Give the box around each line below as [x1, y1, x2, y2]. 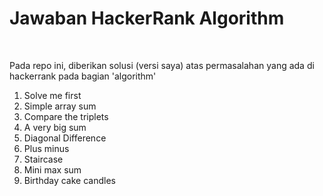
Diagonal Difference [23, 132, 107, 144]
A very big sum [23, 121, 87, 133]
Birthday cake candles [23, 174, 116, 186]
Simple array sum [23, 100, 97, 112]
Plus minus [23, 142, 70, 154]
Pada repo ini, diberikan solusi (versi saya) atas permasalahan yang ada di [9, 59, 315, 71]
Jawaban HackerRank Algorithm [9, 7, 285, 30]
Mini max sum [23, 163, 82, 176]
